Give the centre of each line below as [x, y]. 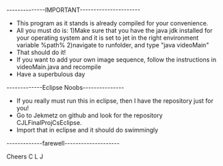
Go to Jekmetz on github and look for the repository [90, 115]
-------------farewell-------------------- [63, 143]
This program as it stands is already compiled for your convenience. [112, 23]
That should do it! [41, 52]
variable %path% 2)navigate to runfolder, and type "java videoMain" [113, 45]
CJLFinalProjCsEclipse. [49, 122]
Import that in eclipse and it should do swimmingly [87, 130]
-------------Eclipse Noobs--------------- [65, 87]
